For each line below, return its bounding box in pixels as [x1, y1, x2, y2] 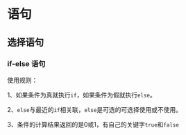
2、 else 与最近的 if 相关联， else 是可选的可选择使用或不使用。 [7, 105, 183, 113]
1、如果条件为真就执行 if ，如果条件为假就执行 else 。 [7, 90, 156, 99]
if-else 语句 [7, 58, 46, 68]
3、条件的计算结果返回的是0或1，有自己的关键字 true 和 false [7, 120, 179, 129]
